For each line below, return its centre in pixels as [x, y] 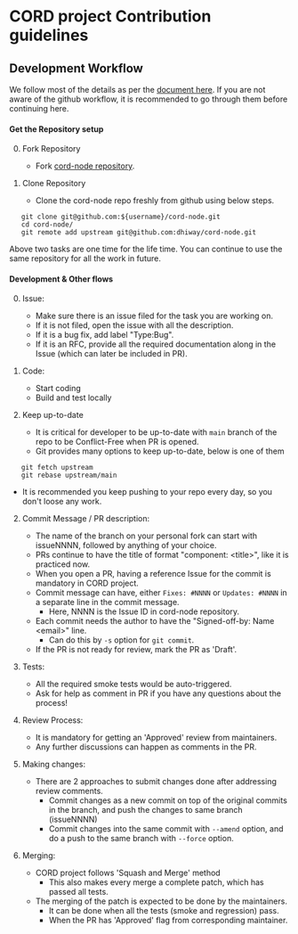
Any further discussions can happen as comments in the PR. [146, 747]
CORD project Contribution [110, 16]
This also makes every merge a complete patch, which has [156, 882]
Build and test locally [73, 397]
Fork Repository [51, 149]
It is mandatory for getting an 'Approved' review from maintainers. [156, 738]
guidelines [49, 35]
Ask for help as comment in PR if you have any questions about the [158, 693]
